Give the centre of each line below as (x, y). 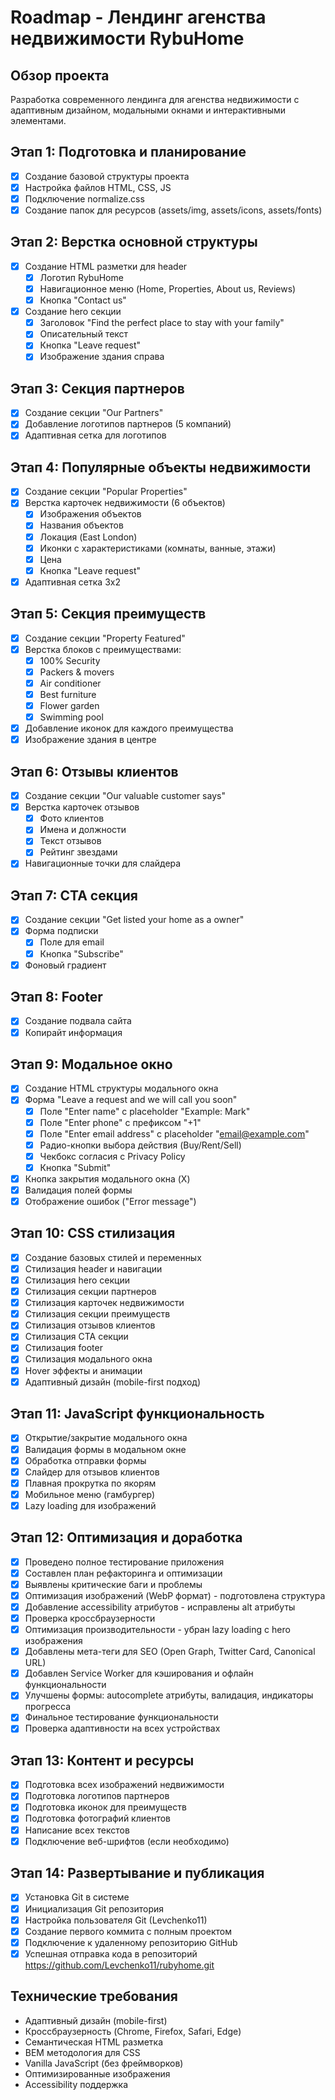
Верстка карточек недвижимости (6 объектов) (125, 503)
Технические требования (94, 1996)
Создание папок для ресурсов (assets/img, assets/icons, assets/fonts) (173, 210)
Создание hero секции (73, 312)
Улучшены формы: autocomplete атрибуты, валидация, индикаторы (169, 1695)
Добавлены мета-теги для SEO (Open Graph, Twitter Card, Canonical (170, 1652)
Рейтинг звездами (78, 852)
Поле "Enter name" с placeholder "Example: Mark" (145, 1111)
